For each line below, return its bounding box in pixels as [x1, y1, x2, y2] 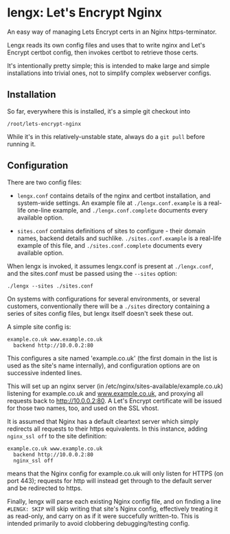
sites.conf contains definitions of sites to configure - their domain [16, 226, 206, 235]
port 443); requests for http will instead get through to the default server [7, 476, 212, 484]
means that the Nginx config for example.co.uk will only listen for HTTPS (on [7, 469, 224, 478]
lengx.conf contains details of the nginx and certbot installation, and [16, 191, 211, 200]
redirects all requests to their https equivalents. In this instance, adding [7, 425, 208, 433]
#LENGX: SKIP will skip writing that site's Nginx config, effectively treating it [7, 504, 218, 513]
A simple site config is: [7, 322, 71, 331]
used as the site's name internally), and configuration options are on [7, 361, 200, 370]
